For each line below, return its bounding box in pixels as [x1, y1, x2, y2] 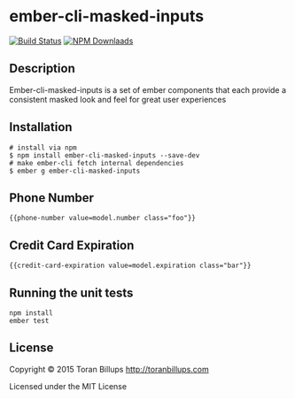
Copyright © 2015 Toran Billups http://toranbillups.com [9, 364, 210, 374]
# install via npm [9, 143, 77, 152]
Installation [9, 119, 73, 134]
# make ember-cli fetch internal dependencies [9, 158, 184, 167]
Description [9, 61, 75, 76]
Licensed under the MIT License [9, 380, 127, 391]
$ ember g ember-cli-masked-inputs [9, 166, 141, 175]
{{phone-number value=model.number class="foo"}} [9, 214, 197, 223]
